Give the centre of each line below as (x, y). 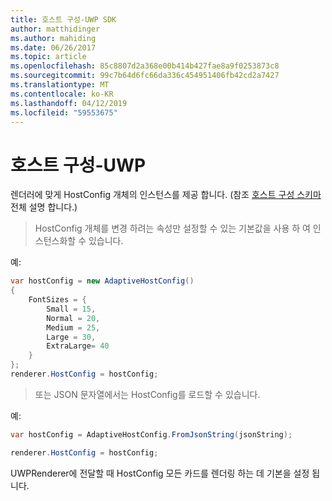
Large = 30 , (71, 337)
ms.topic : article (48, 57)
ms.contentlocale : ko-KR (62, 94)
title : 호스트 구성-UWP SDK (63, 19)
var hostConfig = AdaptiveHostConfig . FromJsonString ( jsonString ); (151, 434)
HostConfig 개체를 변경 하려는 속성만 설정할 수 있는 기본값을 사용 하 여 (172, 228)
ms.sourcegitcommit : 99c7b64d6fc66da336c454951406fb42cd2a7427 (145, 76)
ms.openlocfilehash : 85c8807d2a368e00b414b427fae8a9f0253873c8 (145, 66)
